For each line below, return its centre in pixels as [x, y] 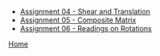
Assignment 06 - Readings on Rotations [86, 28]
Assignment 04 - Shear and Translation [85, 12]
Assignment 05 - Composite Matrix [78, 20]
